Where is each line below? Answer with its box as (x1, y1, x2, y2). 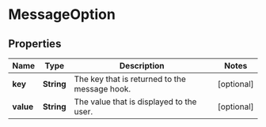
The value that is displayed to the (74, 96, 197, 107)
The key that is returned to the (74, 73, 186, 84)
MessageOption (8, 6, 116, 24)
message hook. (74, 84, 131, 94)
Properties (8, 37, 62, 50)
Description (119, 61, 165, 71)
